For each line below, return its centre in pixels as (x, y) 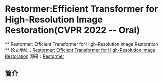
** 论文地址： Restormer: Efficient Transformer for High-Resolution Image (80, 50)
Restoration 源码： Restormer (35, 56)
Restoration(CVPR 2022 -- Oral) (73, 30)
